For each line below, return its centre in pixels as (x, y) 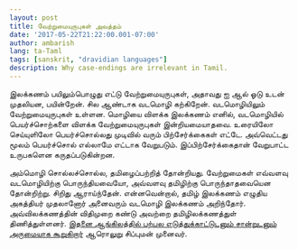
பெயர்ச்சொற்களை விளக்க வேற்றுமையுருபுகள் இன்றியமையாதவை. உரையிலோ (141, 124)
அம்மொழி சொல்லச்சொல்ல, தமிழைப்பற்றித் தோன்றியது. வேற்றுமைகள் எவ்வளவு (149, 172)
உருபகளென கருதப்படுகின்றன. (62, 154)
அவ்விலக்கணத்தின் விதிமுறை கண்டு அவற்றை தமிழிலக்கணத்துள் (123, 213)
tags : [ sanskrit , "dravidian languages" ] (88, 60)
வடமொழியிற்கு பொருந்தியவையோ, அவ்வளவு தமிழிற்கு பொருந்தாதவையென (140, 182)
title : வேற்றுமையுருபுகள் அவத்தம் (65, 26)
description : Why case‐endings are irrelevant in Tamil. (119, 69)
